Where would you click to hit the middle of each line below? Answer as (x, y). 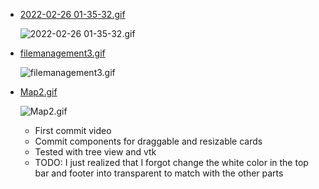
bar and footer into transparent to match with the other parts (159, 173)
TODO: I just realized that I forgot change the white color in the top (171, 162)
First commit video (73, 130)
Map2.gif (38, 92)
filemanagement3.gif (62, 53)
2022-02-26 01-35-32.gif (72, 14)
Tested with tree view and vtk (95, 152)
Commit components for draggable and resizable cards (148, 141)
